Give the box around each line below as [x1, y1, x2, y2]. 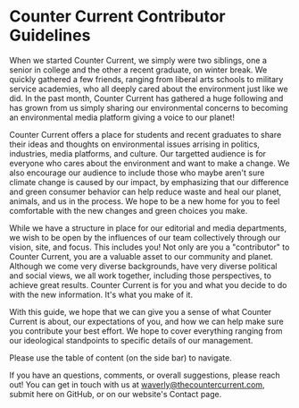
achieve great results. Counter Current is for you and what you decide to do [9, 279, 287, 290]
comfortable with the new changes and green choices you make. [9, 205, 248, 216]
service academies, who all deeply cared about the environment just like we [9, 83, 288, 94]
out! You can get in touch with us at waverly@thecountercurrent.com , [9, 378, 265, 390]
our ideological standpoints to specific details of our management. [9, 335, 253, 345]
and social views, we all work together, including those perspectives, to [9, 270, 272, 281]
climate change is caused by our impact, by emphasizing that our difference [9, 176, 289, 187]
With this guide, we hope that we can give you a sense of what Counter [9, 306, 272, 317]
